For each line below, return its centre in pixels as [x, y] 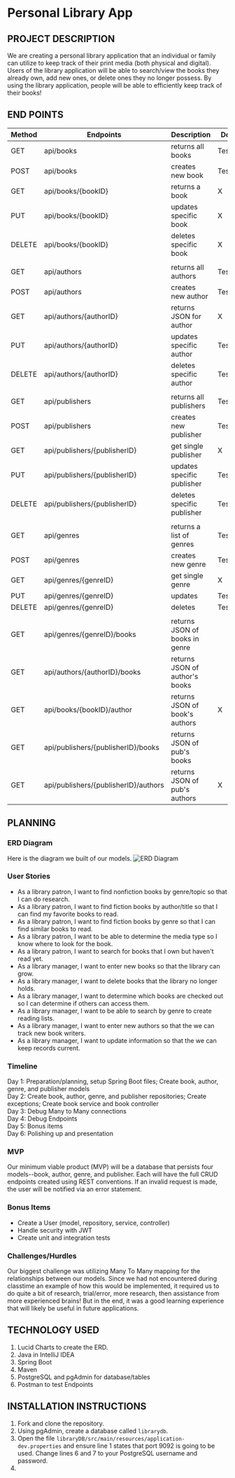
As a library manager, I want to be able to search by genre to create [114, 1011]
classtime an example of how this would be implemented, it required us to [113, 1286]
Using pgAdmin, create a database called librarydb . [93, 1430]
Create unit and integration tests [64, 1238]
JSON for [186, 316]
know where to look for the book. [65, 943]
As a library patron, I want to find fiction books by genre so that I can [116, 921]
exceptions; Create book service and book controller [83, 1104]
